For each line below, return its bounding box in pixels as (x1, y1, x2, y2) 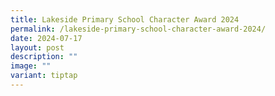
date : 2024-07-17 (10, 33, 83, 43)
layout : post (10, 42, 65, 53)
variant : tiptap (10, 71, 78, 81)
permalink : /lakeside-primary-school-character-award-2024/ (10, 24, 267, 34)
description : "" (10, 52, 78, 62)
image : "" (10, 61, 52, 71)
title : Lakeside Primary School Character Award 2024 (10, 14, 240, 25)
